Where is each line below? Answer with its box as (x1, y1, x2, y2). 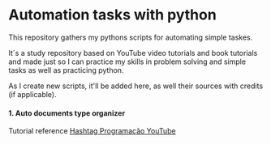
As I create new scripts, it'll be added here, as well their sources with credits (8, 81, 264, 91)
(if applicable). (8, 89, 57, 99)
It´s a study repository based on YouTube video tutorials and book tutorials (8, 48, 258, 57)
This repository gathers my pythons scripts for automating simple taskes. (8, 32, 253, 42)
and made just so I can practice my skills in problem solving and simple (8, 57, 246, 66)
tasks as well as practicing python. (8, 65, 124, 74)
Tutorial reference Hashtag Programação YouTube (8, 126, 176, 136)
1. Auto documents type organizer (8, 108, 126, 118)
